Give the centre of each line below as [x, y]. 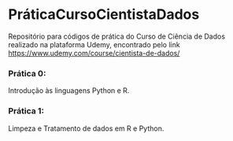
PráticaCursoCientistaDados [104, 15]
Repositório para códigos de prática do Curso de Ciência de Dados [117, 36]
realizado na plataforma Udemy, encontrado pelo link [94, 44]
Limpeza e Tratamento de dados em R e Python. [86, 128]
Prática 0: [27, 73]
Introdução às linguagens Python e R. [69, 91]
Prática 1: [26, 111]
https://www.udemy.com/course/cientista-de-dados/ [94, 53]
